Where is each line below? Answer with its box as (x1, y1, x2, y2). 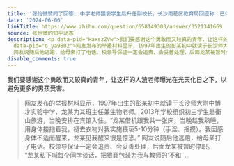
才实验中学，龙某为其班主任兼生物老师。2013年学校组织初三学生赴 (24, 107, 216, 115)
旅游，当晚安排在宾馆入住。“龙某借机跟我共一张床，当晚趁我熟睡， (30, 116, 223, 124)
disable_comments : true (7, 56, 77, 63)
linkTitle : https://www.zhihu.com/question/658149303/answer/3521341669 (7, 23, 223, 30)
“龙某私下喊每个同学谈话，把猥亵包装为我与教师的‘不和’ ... (24, 151, 190, 159)
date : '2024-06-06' (7, 17, 64, 24)
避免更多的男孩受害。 (7, 84, 68, 92)
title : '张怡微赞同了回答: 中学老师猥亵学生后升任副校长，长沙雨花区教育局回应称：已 (7, 10, 225, 17)
